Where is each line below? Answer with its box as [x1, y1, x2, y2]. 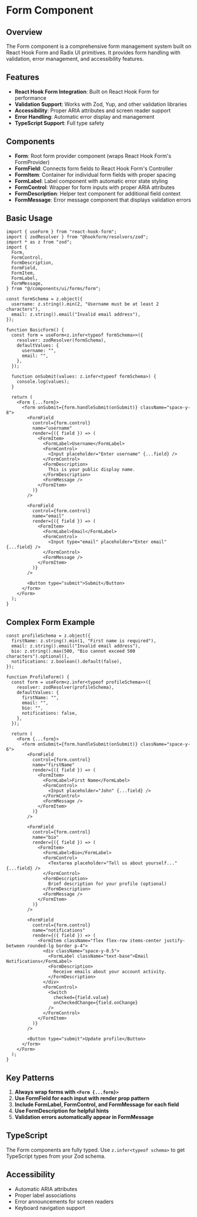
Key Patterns [6, 1073, 55, 1083]
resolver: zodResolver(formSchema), [16, 337, 107, 343]
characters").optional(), [6, 653, 69, 659]
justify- [163, 938, 185, 944]
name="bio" [32, 834, 59, 841]
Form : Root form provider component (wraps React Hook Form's [14, 152, 172, 160]
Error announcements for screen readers [14, 1198, 114, 1205]
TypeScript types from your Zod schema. [6, 1153, 106, 1160]
